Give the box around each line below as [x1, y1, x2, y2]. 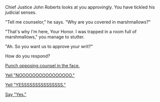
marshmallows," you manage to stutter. [5, 34, 85, 40]
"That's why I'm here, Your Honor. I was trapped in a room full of [5, 29, 137, 34]
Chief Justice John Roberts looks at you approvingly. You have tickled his [5, 4, 155, 10]
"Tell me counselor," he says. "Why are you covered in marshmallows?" [5, 19, 151, 25]
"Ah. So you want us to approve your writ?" [5, 44, 93, 49]
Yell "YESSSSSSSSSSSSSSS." [5, 82, 66, 88]
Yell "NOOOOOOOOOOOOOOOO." [5, 72, 75, 78]
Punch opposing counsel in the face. [5, 63, 80, 68]
